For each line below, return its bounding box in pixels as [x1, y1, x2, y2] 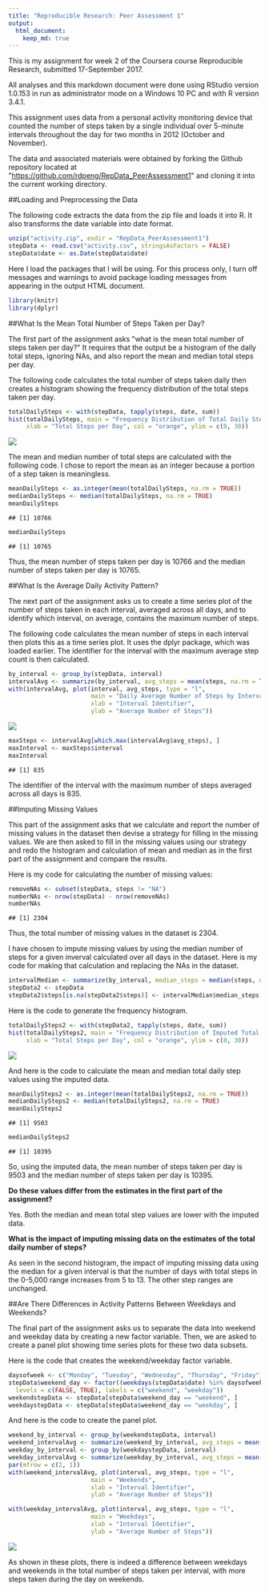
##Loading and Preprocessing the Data [8, 195, 139, 205]
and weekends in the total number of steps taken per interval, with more [8, 1566, 246, 1575]
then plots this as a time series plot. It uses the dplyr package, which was [8, 637, 251, 646]
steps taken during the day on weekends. [8, 1574, 145, 1584]
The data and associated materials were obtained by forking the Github [8, 154, 243, 164]
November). [8, 138, 48, 148]
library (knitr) [8, 296, 59, 305]
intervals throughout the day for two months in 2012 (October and [8, 130, 225, 140]
